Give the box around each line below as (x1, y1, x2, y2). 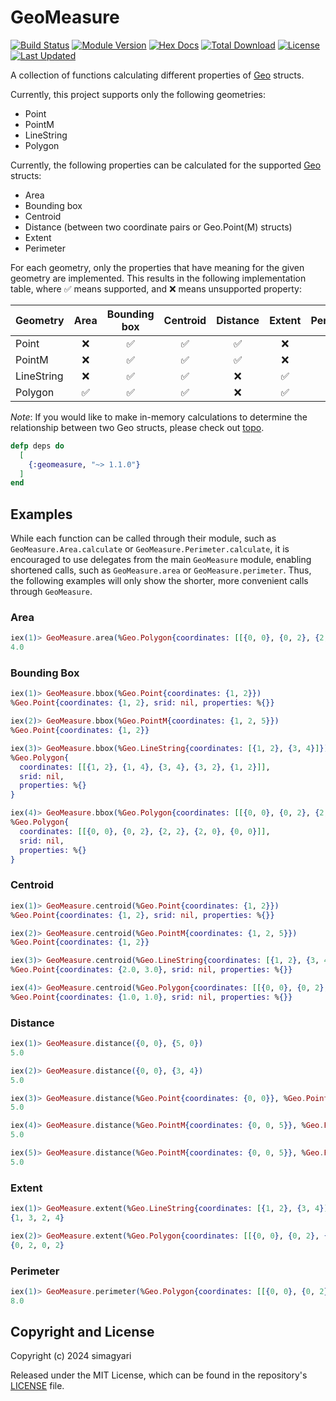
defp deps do (10, 441, 65, 451)
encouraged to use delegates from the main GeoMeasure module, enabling (10, 554, 312, 566)
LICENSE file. (10, 1380, 65, 1392)
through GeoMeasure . (10, 586, 93, 598)
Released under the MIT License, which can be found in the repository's (10, 1369, 308, 1381)
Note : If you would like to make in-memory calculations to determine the (10, 411, 308, 423)
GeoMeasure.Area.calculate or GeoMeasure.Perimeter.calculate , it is (10, 543, 290, 555)
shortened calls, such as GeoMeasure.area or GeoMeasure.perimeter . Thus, (10, 564, 312, 576)
